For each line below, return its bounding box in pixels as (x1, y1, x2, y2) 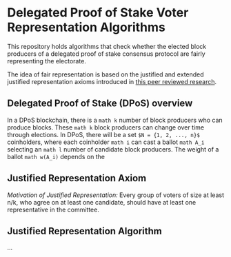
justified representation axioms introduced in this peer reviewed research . (7, 77, 217, 85)
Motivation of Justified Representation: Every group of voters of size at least (7, 191, 225, 199)
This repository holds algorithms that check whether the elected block (7, 42, 207, 50)
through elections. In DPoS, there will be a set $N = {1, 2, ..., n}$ (7, 130, 200, 138)
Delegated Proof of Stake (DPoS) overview (7, 98, 193, 110)
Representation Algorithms (7, 19, 165, 35)
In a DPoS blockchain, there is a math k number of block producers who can (7, 116, 223, 124)
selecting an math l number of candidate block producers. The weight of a (7, 145, 219, 153)
